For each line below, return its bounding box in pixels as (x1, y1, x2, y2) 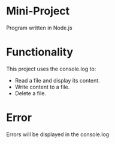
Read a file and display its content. (14, 77, 100, 84)
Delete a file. (14, 89, 47, 97)
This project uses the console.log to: (6, 65, 96, 72)
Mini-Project (6, 4, 70, 18)
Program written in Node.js (6, 24, 73, 31)
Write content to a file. (14, 83, 70, 90)
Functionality (6, 45, 74, 59)
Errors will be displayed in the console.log (6, 131, 110, 138)
